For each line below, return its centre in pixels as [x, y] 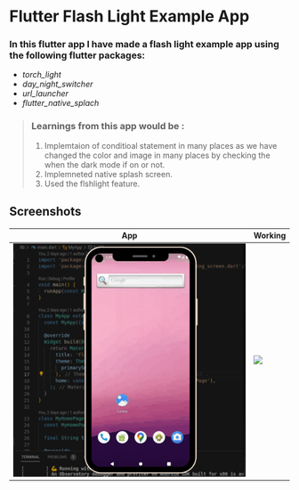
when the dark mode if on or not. [105, 164]
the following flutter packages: [77, 55]
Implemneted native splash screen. [109, 174]
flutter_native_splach [61, 103]
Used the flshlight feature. [92, 184]
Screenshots [45, 212]
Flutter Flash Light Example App [129, 16]
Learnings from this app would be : [108, 127]
